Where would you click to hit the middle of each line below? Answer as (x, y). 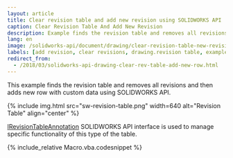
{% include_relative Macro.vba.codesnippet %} (75, 147)
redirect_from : (29, 59)
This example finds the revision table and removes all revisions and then (110, 85)
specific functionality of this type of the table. (72, 134)
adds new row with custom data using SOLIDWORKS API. (89, 92)
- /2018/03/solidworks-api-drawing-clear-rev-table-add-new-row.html (116, 65)
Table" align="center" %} (43, 113)
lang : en (20, 39)
